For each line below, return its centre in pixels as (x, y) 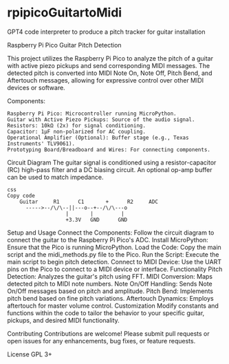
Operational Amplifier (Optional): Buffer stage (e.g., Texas (98, 138)
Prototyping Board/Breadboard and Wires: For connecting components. (109, 149)
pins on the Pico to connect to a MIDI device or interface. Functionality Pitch (115, 269)
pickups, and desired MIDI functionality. (64, 320)
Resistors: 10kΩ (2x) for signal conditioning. (77, 125)
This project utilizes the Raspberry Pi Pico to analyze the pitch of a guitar (110, 58)
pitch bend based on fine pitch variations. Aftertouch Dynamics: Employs (111, 298)
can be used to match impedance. (56, 177)
